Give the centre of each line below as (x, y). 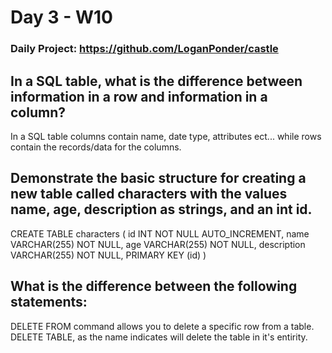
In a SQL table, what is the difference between (156, 81)
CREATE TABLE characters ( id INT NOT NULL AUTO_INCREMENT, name (160, 233)
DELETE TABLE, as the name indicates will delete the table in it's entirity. (159, 337)
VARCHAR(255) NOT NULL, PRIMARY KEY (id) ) (108, 255)
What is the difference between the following (154, 286)
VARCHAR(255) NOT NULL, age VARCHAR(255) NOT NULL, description (158, 244)
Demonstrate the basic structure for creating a (158, 178)
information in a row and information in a (139, 96)
